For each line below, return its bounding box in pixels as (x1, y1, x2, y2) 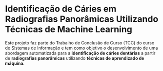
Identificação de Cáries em (5, 3, 117, 14)
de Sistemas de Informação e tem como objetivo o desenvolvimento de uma (5, 45, 158, 51)
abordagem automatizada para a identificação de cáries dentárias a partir (5, 50, 156, 56)
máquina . (5, 60, 25, 66)
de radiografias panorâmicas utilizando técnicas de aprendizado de (5, 55, 144, 61)
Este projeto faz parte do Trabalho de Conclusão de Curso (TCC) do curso (5, 40, 155, 45)
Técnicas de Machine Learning (5, 24, 133, 35)
